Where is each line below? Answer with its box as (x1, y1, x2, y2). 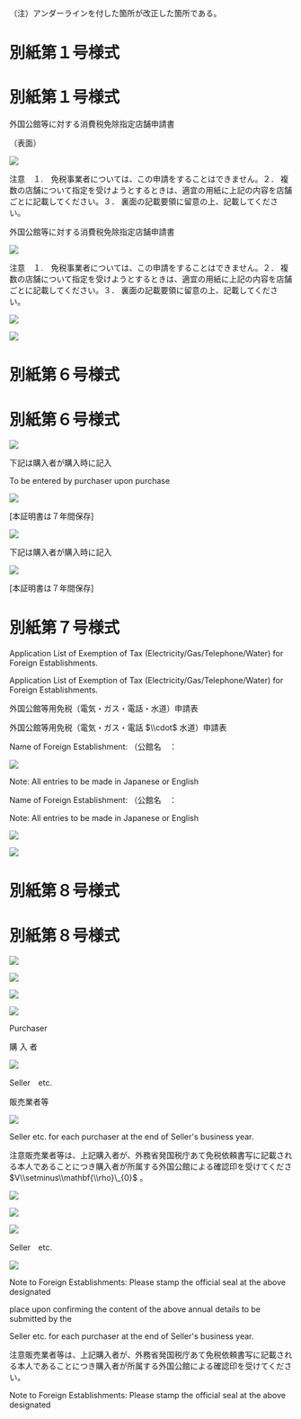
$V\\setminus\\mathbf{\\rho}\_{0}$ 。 (9, 1173, 148, 1183)
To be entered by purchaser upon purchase (9, 476, 171, 486)
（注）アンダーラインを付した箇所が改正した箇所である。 (9, 8, 222, 18)
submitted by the (9, 1314, 72, 1325)
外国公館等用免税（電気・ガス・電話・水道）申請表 (9, 703, 199, 714)
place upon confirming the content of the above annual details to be (9, 1304, 261, 1315)
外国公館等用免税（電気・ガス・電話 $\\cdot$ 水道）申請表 (9, 722, 227, 733)
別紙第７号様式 (9, 618, 120, 638)
